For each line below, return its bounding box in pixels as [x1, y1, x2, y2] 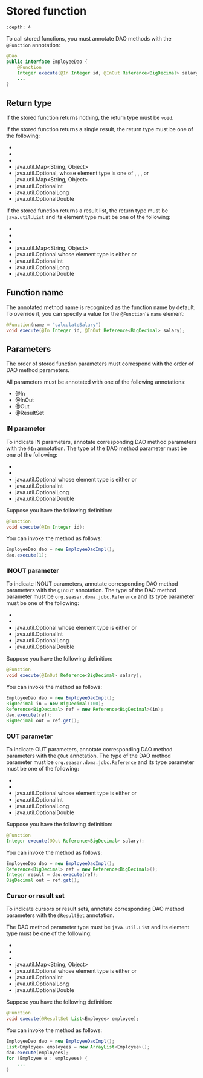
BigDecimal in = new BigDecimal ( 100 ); [6, 701, 104, 707]
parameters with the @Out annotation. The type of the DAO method [6, 752, 171, 759]
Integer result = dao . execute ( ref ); [6, 872, 98, 878]
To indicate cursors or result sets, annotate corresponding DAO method [6, 906, 184, 913]
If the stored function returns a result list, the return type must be [6, 207, 169, 214]
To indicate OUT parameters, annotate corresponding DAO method [6, 745, 173, 753]
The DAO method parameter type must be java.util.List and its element [6, 924, 190, 931]
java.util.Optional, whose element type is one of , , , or [14, 169, 149, 177]
